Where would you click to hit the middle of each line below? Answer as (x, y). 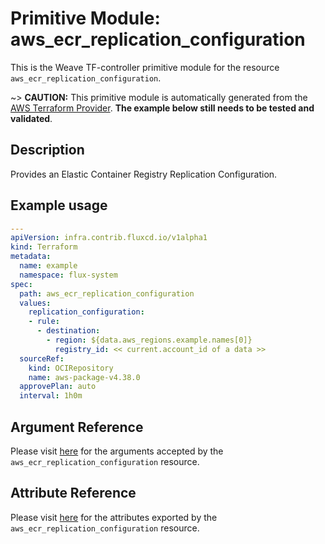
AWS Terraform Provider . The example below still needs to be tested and (162, 108)
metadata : (31, 257)
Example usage (59, 205)
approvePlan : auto (58, 387)
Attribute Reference (73, 493)
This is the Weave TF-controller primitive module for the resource (145, 67)
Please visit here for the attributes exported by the (114, 517)
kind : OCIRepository (71, 368)
